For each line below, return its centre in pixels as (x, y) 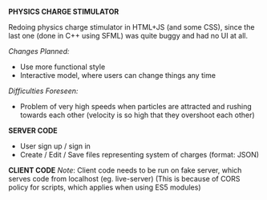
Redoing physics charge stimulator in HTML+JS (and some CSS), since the (131, 27)
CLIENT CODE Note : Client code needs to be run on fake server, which (125, 170)
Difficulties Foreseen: (43, 91)
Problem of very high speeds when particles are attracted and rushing (136, 106)
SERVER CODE (33, 131)
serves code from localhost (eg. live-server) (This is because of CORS (124, 179)
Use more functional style (63, 67)
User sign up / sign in (55, 146)
